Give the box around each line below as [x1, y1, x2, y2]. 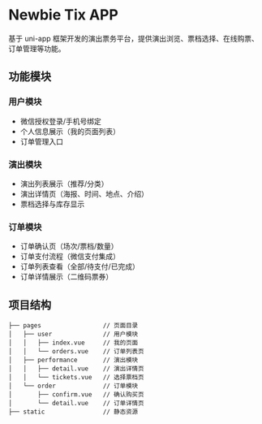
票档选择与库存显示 [19, 199, 85, 209]
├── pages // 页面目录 [8, 322, 139, 330]
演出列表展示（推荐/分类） [19, 179, 109, 188]
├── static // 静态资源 [8, 408, 139, 416]
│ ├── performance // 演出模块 [8, 356, 139, 365]
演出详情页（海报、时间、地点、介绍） [19, 188, 148, 198]
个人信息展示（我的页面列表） [19, 126, 120, 136]
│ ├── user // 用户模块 [8, 331, 139, 339]
